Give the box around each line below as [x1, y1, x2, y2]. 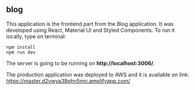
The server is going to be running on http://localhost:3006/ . [6, 59, 155, 66]
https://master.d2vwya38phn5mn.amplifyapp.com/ [6, 77, 130, 84]
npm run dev [6, 49, 36, 55]
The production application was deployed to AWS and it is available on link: [6, 71, 190, 78]
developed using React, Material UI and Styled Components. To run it [6, 26, 175, 34]
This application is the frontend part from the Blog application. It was [6, 20, 174, 27]
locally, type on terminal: [6, 32, 66, 40]
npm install [6, 44, 36, 50]
